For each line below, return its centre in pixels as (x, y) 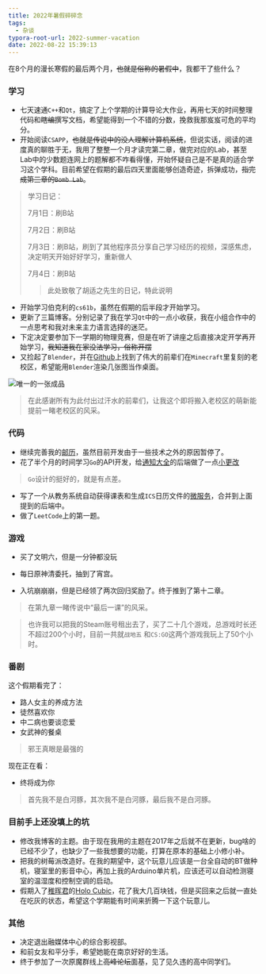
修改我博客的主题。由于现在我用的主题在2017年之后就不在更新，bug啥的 (138, 841)
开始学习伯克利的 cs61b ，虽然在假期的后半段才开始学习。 (112, 307)
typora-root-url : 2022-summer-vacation (74, 38)
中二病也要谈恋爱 (47, 722)
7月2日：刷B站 (51, 230)
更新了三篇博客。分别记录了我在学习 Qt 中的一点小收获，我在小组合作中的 (138, 318)
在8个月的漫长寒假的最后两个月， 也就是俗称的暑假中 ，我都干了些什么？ (125, 69)
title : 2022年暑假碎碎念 (46, 15)
